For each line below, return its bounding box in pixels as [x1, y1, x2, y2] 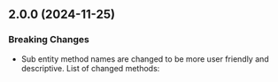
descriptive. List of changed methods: [20, 63, 160, 73]
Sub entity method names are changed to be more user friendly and [20, 53, 269, 64]
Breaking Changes [8, 34, 90, 46]
